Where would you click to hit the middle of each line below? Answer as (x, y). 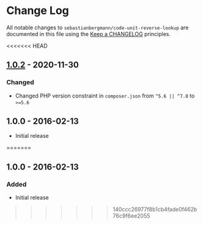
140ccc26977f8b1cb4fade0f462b (155, 209)
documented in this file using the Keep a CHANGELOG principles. (89, 34)
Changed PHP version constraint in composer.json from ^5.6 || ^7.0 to (105, 96)
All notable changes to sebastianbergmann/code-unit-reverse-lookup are (98, 27)
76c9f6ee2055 (131, 216)
